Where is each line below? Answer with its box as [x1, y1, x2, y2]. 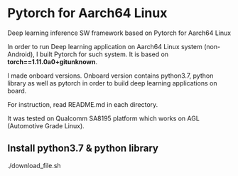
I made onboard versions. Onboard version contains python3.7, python [7, 71, 214, 80]
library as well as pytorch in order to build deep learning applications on [7, 78, 217, 87]
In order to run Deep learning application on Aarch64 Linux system [7, 42, 202, 51]
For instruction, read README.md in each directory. [7, 100, 158, 108]
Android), [7, 50, 36, 58]
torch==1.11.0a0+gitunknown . [7, 57, 98, 66]
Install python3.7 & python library [7, 143, 158, 155]
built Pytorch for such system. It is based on [39, 50, 169, 58]
